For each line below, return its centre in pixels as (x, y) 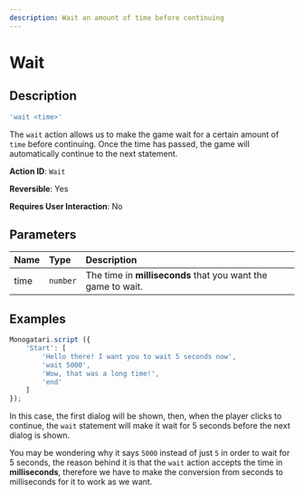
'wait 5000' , (66, 365)
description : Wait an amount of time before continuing (117, 18)
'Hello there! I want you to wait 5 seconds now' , (139, 356)
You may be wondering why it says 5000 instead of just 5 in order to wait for (150, 453)
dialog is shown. (40, 435)
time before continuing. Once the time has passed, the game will (130, 144)
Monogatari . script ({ (50, 340)
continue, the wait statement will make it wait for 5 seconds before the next (150, 426)
